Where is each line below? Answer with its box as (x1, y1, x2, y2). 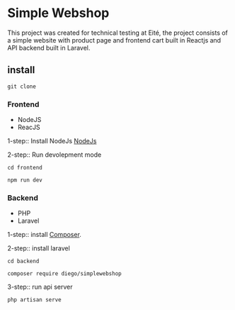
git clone (7, 83, 37, 90)
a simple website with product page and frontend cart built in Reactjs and (7, 35, 222, 44)
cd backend (7, 258, 40, 265)
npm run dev (7, 177, 42, 184)
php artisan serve (7, 297, 62, 304)
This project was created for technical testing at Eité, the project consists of (7, 28, 229, 37)
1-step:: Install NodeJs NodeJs (7, 137, 97, 145)
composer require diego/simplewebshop (7, 270, 122, 277)
